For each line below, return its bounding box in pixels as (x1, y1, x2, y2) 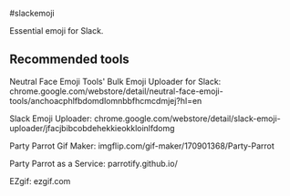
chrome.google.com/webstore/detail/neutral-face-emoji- (9, 86, 223, 97)
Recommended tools (9, 52, 129, 67)
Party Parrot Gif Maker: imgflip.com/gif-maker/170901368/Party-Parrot (9, 140, 275, 151)
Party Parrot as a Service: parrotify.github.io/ (9, 158, 178, 169)
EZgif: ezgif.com (9, 175, 71, 186)
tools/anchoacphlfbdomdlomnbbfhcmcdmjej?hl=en (9, 95, 202, 106)
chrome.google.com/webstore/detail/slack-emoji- (94, 113, 281, 124)
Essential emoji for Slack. (9, 26, 104, 36)
